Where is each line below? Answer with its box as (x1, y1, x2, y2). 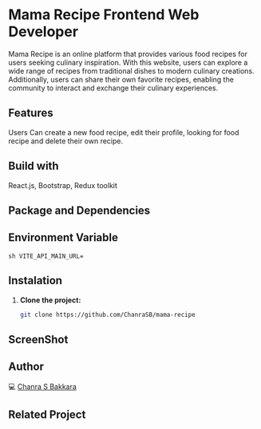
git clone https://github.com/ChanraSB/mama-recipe (19, 311, 196, 319)
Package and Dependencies (8, 203, 151, 217)
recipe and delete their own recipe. (8, 136, 124, 146)
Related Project (8, 408, 86, 422)
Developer (8, 22, 78, 41)
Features (8, 106, 53, 120)
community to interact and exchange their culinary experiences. (8, 82, 219, 93)
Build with (8, 159, 59, 173)
